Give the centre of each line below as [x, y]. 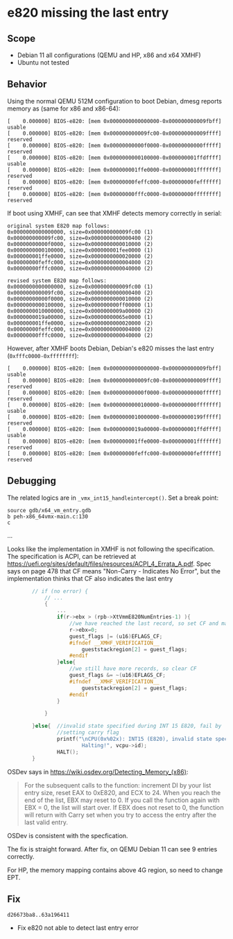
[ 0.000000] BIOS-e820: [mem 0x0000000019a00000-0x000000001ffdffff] [114, 429]
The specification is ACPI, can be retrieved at [72, 556]
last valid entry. [46, 822]
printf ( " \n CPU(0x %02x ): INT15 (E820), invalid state [135, 739]
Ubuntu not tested [43, 63]
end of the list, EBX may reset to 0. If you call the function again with [122, 800]
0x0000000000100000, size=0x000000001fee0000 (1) [80, 250]
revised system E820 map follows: [57, 280]
